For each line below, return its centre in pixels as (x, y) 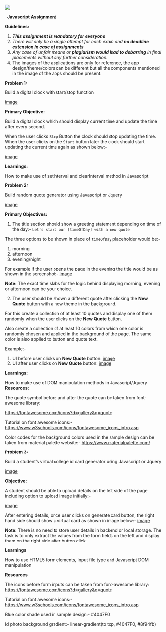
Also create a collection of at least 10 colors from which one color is (74, 328)
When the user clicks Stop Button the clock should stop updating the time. (81, 136)
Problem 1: (16, 83)
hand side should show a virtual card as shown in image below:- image (78, 520)
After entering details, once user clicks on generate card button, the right (80, 515)
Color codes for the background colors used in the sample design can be (80, 437)
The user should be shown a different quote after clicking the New (80, 299)
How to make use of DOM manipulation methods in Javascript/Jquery (76, 383)
